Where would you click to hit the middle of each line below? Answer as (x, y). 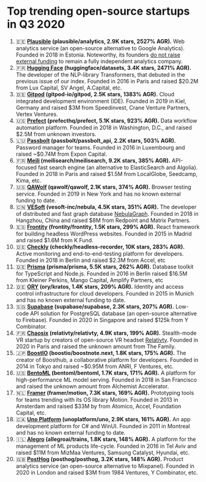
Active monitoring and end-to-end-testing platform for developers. (100, 253)
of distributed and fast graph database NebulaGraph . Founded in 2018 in (107, 213)
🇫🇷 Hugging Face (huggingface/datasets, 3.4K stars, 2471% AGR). (104, 67)
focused (26, 167)
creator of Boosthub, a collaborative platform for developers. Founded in (107, 359)
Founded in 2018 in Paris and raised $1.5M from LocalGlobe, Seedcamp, (107, 174)
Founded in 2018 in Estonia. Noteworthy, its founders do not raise (98, 55)
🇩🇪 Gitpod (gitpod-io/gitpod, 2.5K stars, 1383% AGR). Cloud (95, 94)
